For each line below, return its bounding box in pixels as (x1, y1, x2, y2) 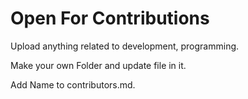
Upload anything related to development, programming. (10, 40, 240, 52)
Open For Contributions (10, 7, 210, 30)
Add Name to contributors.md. (10, 78, 136, 91)
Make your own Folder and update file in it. (10, 59, 187, 71)
